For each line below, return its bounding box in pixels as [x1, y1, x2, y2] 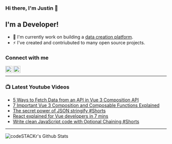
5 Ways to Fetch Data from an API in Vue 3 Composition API [12, 97, 139, 103]
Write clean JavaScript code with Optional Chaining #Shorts [12, 119, 140, 125]
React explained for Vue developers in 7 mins [12, 113, 109, 119]
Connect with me [5, 54, 49, 61]
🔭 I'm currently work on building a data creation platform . [12, 34, 134, 40]
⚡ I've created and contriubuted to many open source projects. [12, 39, 145, 45]
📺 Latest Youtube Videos [5, 83, 70, 91]
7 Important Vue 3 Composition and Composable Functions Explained [12, 102, 160, 108]
